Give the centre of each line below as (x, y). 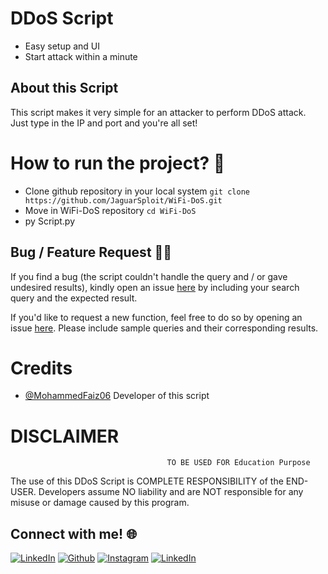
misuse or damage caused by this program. (100, 503)
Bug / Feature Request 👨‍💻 (91, 252)
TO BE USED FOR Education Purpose (238, 463)
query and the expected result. (74, 298)
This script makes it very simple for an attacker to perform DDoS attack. (158, 112)
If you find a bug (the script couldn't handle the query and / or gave (149, 276)
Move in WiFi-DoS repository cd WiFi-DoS (110, 210)
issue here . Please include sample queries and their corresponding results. (164, 328)
